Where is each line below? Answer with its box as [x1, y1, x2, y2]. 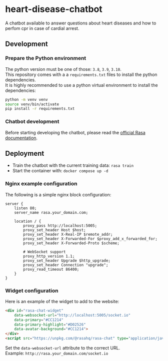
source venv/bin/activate [5, 101, 59, 107]
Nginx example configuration [5, 180, 77, 187]
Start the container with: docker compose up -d [12, 168, 108, 174]
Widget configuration [5, 287, 58, 294]
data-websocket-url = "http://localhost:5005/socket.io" [14, 313, 131, 318]
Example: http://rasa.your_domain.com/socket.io [5, 351, 108, 357]
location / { [14, 219, 41, 224]
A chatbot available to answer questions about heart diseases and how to [5, 20, 156, 26]
